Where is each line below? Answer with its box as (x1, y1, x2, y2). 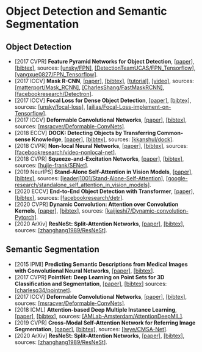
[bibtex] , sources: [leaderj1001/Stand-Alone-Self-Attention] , (14, 175, 165, 182)
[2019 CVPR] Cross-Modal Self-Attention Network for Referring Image (14, 319, 196, 326)
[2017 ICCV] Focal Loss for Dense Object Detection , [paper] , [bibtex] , (14, 97, 192, 104)
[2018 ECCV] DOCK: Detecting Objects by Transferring (14, 130, 156, 136)
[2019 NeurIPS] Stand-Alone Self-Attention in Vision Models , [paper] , (14, 168, 193, 175)
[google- (165, 175, 188, 182)
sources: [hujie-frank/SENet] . (14, 162, 89, 169)
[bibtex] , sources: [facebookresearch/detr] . (14, 194, 124, 201)
